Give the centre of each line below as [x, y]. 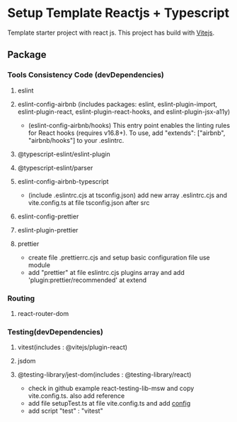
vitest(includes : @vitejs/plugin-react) [73, 347]
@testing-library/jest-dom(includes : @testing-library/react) [104, 375]
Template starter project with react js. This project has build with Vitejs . [111, 33]
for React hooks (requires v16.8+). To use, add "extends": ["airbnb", [127, 133]
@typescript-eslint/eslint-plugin [64, 154]
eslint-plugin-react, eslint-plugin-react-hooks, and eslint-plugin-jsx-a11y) [124, 112]
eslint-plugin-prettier [48, 230]
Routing [21, 298]
